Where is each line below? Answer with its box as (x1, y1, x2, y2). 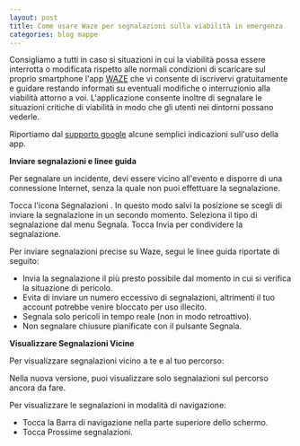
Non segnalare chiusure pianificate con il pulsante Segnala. (22, 320, 243, 332)
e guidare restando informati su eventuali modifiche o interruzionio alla (9, 83, 271, 94)
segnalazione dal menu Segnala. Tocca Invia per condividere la (9, 219, 243, 230)
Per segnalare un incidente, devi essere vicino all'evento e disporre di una (9, 173, 283, 184)
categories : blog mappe (9, 30, 99, 39)
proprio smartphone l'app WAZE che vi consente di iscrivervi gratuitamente (9, 74, 288, 84)
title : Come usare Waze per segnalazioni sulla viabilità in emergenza (9, 22, 283, 31)
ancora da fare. (9, 382, 66, 393)
